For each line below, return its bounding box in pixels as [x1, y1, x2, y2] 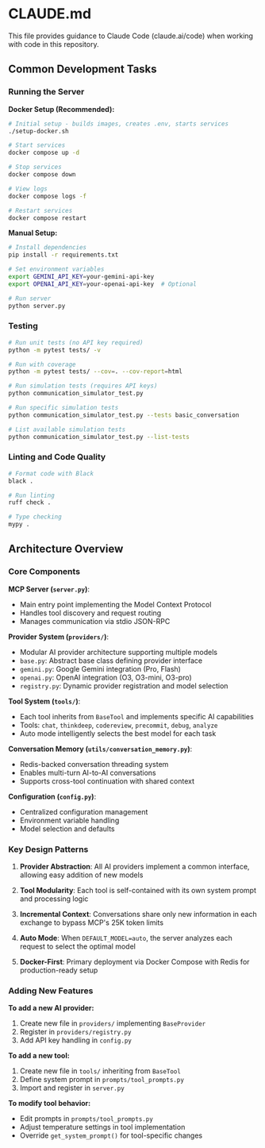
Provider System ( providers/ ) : [8, 632, 109, 641]
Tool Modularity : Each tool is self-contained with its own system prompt [19, 886, 256, 896]
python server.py [8, 302, 66, 310]
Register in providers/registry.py [19, 1027, 132, 1037]
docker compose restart [8, 214, 87, 222]
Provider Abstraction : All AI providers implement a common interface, [19, 862, 250, 872]
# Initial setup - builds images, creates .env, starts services [8, 120, 229, 128]
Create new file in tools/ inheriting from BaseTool [19, 1066, 181, 1076]
